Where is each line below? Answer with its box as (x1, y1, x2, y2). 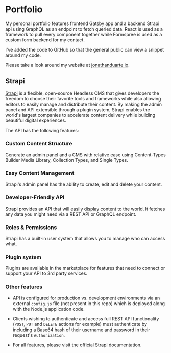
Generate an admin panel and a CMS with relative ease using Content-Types (5, 152, 166, 158)
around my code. (5, 52, 41, 58)
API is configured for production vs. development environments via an (12, 295, 160, 301)
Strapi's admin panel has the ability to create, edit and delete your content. (5, 181, 162, 187)
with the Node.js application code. (12, 306, 85, 312)
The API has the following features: (5, 127, 79, 133)
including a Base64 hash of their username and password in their (12, 326, 151, 333)
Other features (5, 283, 43, 290)
